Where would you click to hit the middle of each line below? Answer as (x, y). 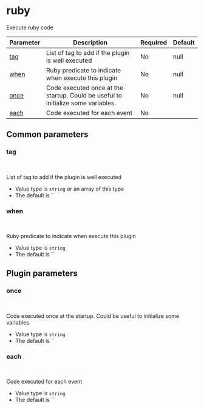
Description (90, 42)
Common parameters (47, 135)
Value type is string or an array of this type (70, 189)
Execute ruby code (30, 27)
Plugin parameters (42, 274)
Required (154, 42)
